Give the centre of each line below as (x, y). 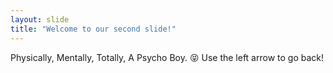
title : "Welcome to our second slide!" (93, 29)
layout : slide (40, 19)
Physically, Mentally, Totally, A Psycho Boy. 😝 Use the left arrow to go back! (167, 57)
